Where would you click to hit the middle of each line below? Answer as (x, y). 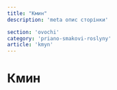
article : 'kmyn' (30, 45)
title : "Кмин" (27, 13)
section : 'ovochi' (33, 32)
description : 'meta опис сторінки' (58, 20)
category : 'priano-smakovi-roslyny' (59, 38)
